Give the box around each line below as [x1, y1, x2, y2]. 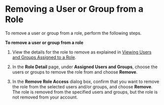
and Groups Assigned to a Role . [12, 54, 77, 60]
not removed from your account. [12, 94, 78, 100]
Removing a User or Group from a [5, 3, 144, 15]
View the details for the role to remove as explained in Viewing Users [12, 49, 152, 55]
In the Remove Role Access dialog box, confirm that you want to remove [12, 79, 160, 84]
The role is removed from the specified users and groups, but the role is [12, 89, 158, 95]
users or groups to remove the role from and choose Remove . [12, 69, 137, 75]
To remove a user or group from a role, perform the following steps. [5, 30, 142, 36]
